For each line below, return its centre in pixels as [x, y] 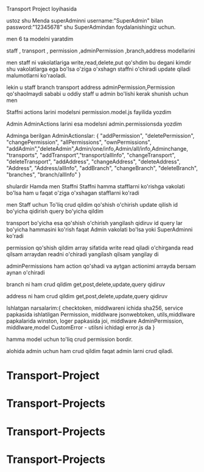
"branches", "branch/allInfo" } [44, 174]
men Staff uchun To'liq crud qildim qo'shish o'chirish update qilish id [92, 205]
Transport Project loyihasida [42, 9]
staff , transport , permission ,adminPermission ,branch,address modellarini [101, 51]
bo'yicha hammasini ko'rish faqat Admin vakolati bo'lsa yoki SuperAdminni [100, 229]
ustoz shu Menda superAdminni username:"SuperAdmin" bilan [85, 20]
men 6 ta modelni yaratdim [40, 39]
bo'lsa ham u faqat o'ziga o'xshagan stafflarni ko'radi [73, 193]
